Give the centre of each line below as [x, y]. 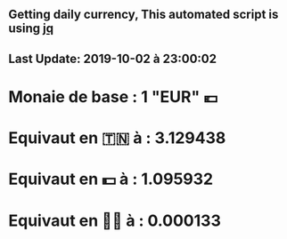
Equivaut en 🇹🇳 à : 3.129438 [117, 138]
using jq [31, 29]
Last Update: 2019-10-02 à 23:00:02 [113, 58]
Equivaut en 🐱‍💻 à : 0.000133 [115, 220]
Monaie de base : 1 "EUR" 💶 [113, 96]
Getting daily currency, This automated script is [143, 15]
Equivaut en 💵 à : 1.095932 [111, 179]
